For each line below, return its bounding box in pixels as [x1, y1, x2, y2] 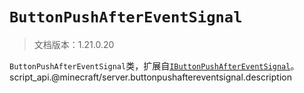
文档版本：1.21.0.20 [33, 38, 115, 50]
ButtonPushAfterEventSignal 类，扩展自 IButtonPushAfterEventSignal [9, 59, 291, 72]
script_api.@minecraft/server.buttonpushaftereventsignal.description [9, 71, 292, 83]
